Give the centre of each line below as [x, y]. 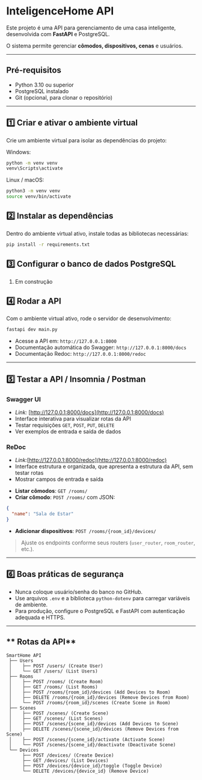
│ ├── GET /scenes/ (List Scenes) [56, 719]
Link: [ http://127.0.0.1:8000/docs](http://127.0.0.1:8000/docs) [89, 412]
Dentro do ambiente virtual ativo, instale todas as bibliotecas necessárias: [97, 233]
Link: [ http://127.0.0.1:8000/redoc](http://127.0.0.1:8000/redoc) [91, 460]
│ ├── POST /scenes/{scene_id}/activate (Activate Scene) [87, 740]
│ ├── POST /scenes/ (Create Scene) [59, 713]
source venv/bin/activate [38, 197]
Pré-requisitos [34, 70]
